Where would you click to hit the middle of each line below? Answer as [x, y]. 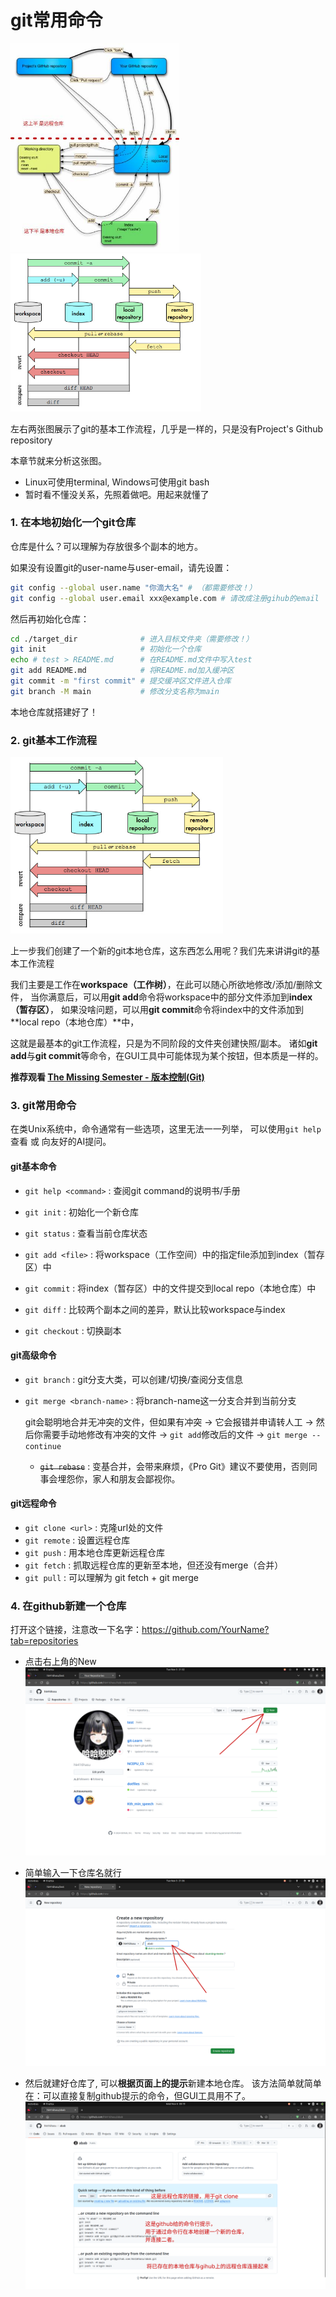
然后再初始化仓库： [50, 618]
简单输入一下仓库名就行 [73, 1872]
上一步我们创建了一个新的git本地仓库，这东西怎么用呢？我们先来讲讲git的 [161, 951]
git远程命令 [33, 1503]
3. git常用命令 [43, 1106]
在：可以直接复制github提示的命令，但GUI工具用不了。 [138, 2095]
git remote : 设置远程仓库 [77, 1540]
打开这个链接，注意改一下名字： [76, 1630]
